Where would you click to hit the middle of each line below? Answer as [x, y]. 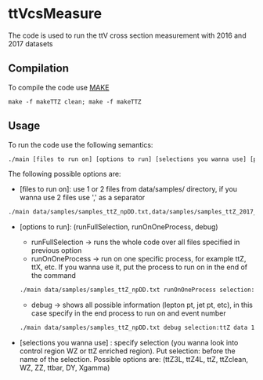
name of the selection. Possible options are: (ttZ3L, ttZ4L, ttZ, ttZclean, [134, 360]
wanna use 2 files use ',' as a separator [82, 198]
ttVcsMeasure [55, 14]
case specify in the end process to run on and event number [128, 313]
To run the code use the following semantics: [81, 144]
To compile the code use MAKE [59, 87]
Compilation [38, 69]
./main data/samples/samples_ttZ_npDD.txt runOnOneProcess [118, 290]
